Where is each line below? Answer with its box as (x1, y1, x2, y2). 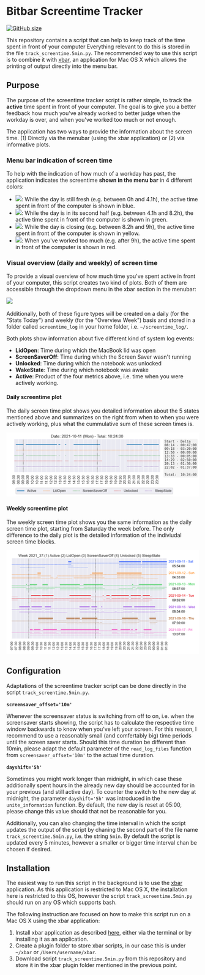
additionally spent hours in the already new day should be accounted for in (6, 782, 195, 789)
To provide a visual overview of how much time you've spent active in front (6, 272, 196, 280)
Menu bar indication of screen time (6, 156, 113, 165)
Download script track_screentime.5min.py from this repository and (15, 955, 187, 962)
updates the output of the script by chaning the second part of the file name (6, 826, 198, 833)
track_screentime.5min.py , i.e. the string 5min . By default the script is (6, 832, 181, 840)
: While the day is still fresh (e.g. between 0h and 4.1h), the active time (21, 196, 198, 203)
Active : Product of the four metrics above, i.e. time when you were (15, 373, 184, 380)
